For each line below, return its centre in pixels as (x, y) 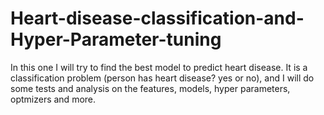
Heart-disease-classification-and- (157, 18)
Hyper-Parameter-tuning (116, 39)
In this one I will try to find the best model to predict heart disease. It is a (159, 67)
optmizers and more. (53, 99)
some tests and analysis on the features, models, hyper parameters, (150, 88)
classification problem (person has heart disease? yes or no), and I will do (162, 78)
